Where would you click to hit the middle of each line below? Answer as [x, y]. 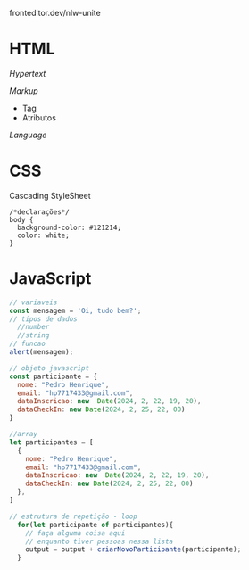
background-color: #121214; [70, 227]
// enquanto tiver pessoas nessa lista [100, 541]
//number [33, 327]
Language [28, 135]
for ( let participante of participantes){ [95, 525]
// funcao [28, 344]
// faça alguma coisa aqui [75, 533]
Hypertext [28, 73]
